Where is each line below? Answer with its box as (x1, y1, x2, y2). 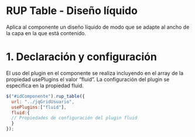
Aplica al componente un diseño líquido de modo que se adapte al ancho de (6, 23, 190, 30)
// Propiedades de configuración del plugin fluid (11, 115, 138, 121)
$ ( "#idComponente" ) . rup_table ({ (6, 93, 85, 99)
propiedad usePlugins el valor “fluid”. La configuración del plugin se (6, 76, 170, 83)
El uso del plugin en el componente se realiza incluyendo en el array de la (6, 69, 184, 77)
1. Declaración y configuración (6, 50, 157, 64)
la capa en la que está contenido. (6, 29, 87, 36)
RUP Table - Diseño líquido (6, 4, 138, 18)
